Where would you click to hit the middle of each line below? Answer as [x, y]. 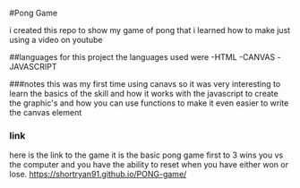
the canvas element [46, 112]
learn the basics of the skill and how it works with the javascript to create [144, 94]
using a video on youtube [56, 40]
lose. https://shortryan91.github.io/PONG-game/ [98, 175]
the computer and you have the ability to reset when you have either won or [149, 165]
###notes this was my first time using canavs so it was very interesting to [145, 84]
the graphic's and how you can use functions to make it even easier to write [149, 103]
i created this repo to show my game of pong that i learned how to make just [150, 30]
